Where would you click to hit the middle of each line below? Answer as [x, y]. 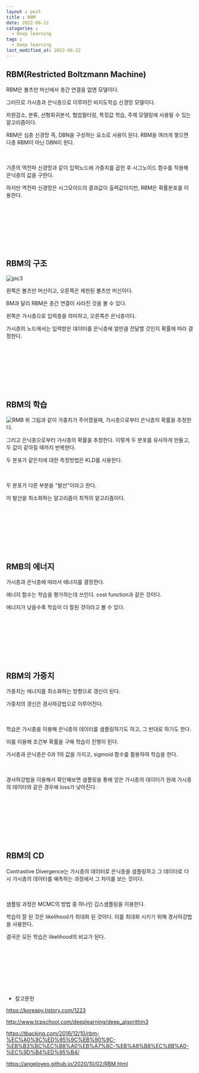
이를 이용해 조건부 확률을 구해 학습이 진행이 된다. [62, 742]
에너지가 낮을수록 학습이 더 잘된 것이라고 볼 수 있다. [65, 608]
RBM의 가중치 [30, 676]
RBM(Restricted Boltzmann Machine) [76, 75]
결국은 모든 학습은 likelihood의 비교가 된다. [56, 936]
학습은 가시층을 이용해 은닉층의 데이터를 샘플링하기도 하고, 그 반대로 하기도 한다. [99, 729]
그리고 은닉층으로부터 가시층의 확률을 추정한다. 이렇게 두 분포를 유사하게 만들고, [98, 440]
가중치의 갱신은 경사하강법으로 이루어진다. [55, 704]
